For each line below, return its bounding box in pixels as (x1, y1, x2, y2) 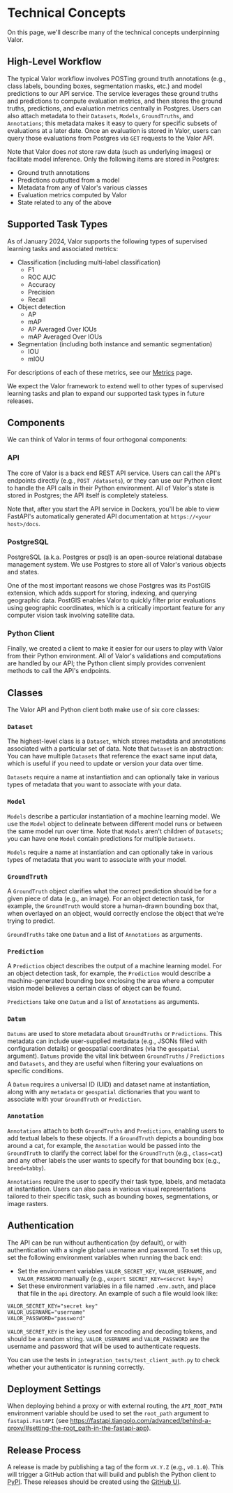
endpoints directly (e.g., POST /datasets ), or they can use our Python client (7, 476, 222, 484)
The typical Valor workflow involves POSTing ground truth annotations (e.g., (7, 74, 226, 83)
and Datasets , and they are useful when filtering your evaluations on (7, 1059, 204, 1068)
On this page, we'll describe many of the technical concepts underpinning (7, 28, 220, 36)
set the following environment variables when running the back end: (7, 1253, 203, 1261)
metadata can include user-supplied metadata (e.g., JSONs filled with (7, 1037, 208, 1045)
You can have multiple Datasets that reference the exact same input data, (7, 752, 218, 760)
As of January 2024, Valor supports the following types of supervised (7, 236, 208, 246)
